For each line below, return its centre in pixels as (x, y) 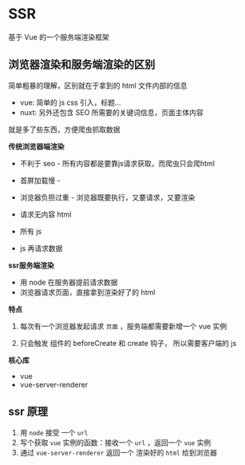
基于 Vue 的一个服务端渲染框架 (59, 37)
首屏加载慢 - (40, 180)
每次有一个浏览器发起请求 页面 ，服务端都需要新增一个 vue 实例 (123, 326)
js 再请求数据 (41, 248)
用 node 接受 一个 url (54, 432)
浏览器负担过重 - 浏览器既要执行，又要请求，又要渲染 (107, 197)
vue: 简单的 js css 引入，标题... (70, 102)
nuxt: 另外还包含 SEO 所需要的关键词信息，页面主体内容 (111, 112)
